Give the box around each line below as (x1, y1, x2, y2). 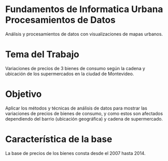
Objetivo (5, 88, 42, 100)
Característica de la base (5, 134, 112, 145)
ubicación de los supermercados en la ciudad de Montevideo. (5, 71, 134, 77)
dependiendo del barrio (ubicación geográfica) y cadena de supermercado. (5, 116, 163, 122)
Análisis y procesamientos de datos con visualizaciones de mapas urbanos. (5, 31, 163, 37)
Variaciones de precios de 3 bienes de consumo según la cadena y (5, 65, 145, 71)
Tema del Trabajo (5, 49, 79, 60)
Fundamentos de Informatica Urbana (5, 4, 163, 15)
